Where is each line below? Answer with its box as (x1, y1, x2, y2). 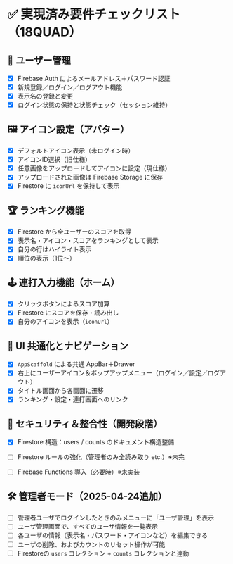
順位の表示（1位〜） (17, 254, 76, 263)
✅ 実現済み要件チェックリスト (7, 6, 181, 23)
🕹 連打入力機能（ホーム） (7, 276, 121, 289)
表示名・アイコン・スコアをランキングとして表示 (17, 237, 159, 245)
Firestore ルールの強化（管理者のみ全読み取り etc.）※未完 (17, 453, 185, 461)
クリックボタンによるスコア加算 (17, 300, 110, 308)
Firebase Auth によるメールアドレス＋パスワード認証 (17, 75, 171, 82)
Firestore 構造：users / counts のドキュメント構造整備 (17, 438, 175, 446)
